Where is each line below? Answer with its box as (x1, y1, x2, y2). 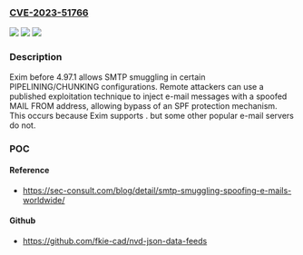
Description (9, 51, 63, 64)
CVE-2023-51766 (9, 6, 89, 19)
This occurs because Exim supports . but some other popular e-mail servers (9, 110, 295, 121)
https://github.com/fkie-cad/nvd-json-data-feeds (22, 235, 208, 246)
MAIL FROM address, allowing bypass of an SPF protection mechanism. (9, 100, 279, 111)
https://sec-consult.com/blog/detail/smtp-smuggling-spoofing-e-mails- (22, 184, 292, 196)
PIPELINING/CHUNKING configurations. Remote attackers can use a (9, 81, 265, 92)
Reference (9, 165, 50, 176)
